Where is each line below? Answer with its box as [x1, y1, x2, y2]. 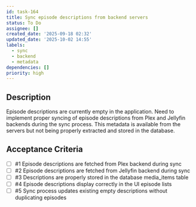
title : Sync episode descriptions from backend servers [6, 14, 148, 20]
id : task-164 [6, 8, 39, 15]
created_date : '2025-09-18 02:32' [6, 31, 93, 37]
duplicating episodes [14, 194, 67, 201]
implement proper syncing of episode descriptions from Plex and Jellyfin [6, 114, 186, 121]
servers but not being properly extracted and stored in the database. [6, 127, 175, 135]
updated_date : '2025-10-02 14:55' [6, 36, 93, 42]
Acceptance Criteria [6, 144, 83, 154]
